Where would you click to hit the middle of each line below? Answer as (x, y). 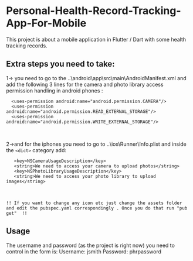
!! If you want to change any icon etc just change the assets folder (94, 203)
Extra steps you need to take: (61, 64)
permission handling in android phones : (55, 90)
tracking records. (27, 46)
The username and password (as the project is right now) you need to (90, 245)
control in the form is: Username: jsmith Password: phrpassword (84, 251)
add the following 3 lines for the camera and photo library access (85, 84)
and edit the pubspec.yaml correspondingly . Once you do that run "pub (97, 208)
